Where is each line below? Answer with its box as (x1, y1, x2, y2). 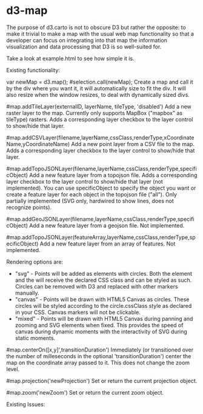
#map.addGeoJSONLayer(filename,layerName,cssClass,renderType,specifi (6, 215, 195, 222)
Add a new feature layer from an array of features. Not (39, 240, 176, 247)
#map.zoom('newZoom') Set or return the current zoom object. (6, 389, 164, 396)
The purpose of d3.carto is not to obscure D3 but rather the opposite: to (6, 24, 186, 31)
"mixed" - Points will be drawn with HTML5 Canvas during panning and (15, 315, 193, 322)
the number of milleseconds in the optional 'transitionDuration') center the (6, 352, 191, 359)
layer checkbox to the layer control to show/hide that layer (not (6, 178, 164, 185)
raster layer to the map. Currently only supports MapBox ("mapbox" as (6, 109, 183, 116)
